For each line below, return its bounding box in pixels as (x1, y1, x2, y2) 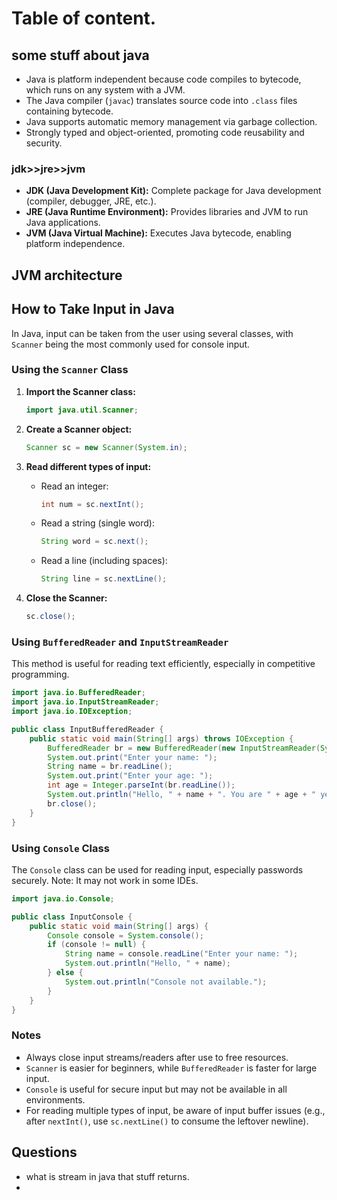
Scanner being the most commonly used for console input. (11, 338, 251, 350)
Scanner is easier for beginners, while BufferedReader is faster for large (25, 1062, 318, 1074)
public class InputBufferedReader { (11, 724, 164, 734)
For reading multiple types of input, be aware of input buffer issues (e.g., (25, 1104, 326, 1116)
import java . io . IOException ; (11, 707, 133, 717)
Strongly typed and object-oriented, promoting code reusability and (25, 127, 305, 138)
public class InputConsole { (11, 912, 133, 922)
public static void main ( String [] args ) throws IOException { (29, 733, 294, 744)
